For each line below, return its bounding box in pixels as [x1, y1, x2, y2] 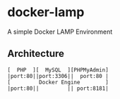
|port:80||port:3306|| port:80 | [7, 72, 109, 79]
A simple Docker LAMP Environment [7, 27, 113, 36]
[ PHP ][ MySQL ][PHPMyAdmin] [7, 66, 109, 74]
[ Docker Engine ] [7, 79, 109, 86]
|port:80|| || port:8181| [7, 85, 109, 92]
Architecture [7, 48, 65, 60]
